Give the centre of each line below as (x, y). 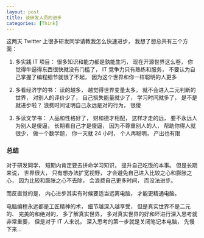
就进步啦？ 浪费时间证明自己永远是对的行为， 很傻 (78, 105)
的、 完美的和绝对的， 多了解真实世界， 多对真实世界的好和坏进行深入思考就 (102, 214)
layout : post (23, 12)
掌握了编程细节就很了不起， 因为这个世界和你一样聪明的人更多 (99, 77)
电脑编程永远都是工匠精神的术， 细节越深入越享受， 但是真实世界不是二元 (98, 206)
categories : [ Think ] (33, 23)
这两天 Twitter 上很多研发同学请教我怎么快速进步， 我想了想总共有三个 (95, 41)
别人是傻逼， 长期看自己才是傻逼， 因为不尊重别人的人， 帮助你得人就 (108, 126)
